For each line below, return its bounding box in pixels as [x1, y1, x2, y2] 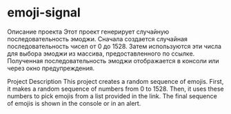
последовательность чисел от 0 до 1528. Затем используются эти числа [7, 42, 222, 50]
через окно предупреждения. [7, 64, 95, 72]
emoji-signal [7, 5, 81, 21]
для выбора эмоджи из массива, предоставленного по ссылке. [7, 49, 195, 58]
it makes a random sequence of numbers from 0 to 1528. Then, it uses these [7, 84, 224, 93]
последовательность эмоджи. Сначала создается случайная [7, 34, 188, 43]
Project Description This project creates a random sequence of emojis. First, [7, 77, 224, 85]
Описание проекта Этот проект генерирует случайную [7, 27, 170, 36]
